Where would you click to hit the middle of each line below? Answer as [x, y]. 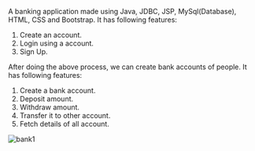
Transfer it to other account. [65, 116]
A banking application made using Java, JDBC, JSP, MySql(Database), [122, 11]
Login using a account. [57, 43]
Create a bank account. [57, 90]
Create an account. [51, 35]
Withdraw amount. [50, 107]
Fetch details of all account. [65, 124]
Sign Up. [33, 52]
